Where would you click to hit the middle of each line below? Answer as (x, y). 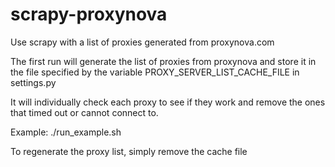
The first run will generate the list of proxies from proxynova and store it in (163, 61)
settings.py (33, 82)
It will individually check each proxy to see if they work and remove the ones (168, 102)
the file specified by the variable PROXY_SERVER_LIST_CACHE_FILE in (155, 72)
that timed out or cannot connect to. (84, 112)
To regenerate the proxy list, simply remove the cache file (129, 151)
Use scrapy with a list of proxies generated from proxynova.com (142, 42)
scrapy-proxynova (89, 14)
